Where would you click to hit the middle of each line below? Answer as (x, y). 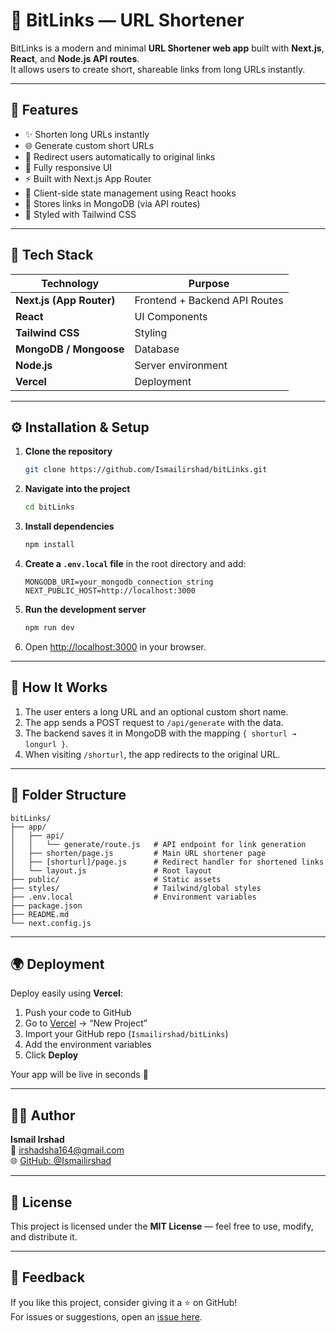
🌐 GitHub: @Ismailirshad (61, 1161)
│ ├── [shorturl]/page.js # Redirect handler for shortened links (167, 862)
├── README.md (40, 914)
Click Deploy (51, 1055)
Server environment (181, 365)
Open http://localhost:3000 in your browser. (115, 646)
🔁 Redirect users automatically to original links (120, 156)
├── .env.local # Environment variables (133, 897)
